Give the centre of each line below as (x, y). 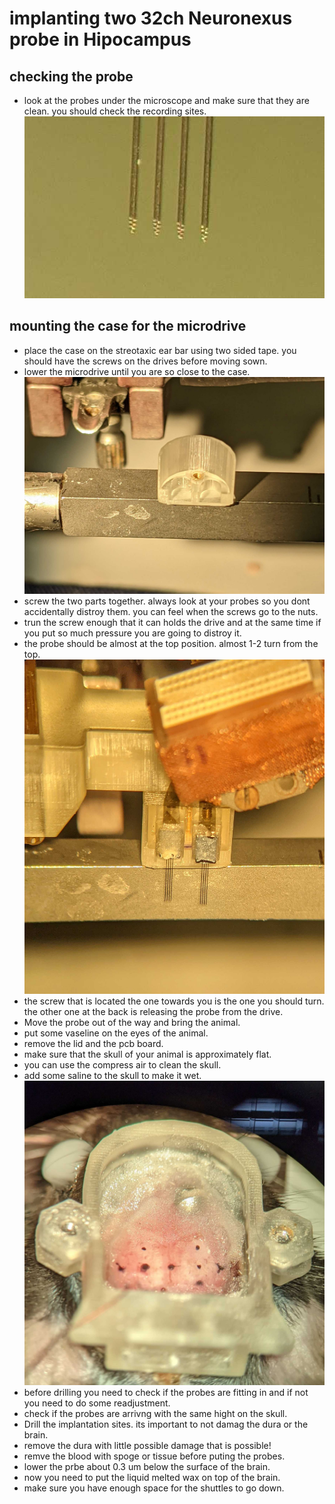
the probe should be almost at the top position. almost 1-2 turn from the (171, 643)
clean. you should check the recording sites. (115, 111)
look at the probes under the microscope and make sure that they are (166, 100)
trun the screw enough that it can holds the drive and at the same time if (172, 622)
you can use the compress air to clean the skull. (122, 1064)
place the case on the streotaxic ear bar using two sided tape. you (160, 350)
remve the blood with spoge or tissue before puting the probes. (154, 1456)
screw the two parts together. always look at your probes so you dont (167, 601)
